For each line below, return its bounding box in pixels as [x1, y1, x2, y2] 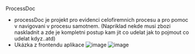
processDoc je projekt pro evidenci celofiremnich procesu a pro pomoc [14, 16, 188, 23]
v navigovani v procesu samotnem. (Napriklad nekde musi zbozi [14, 23, 171, 29]
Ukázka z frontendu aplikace [14, 41, 85, 48]
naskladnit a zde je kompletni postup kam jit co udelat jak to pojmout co [14, 29, 189, 36]
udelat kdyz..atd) [14, 35, 56, 42]
